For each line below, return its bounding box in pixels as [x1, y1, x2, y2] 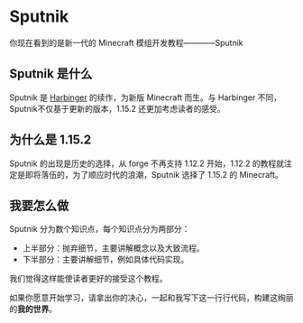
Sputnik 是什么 [9, 66, 93, 82]
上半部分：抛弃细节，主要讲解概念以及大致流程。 [22, 243, 205, 254]
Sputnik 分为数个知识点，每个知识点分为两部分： [9, 224, 190, 235]
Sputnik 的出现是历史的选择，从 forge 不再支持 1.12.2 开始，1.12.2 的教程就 [9, 158, 284, 169]
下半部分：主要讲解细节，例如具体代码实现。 [22, 254, 189, 265]
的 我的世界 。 [9, 304, 57, 315]
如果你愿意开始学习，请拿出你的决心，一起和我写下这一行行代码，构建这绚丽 [9, 292, 294, 303]
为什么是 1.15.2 [9, 133, 92, 148]
